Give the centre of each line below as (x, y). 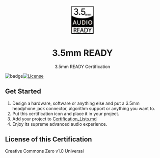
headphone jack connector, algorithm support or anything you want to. (84, 108)
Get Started (23, 91)
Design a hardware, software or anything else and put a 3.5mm (76, 103)
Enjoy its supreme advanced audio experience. (59, 124)
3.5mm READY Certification (82, 67)
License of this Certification (49, 139)
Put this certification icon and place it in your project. (66, 113)
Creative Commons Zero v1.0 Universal (45, 151)
